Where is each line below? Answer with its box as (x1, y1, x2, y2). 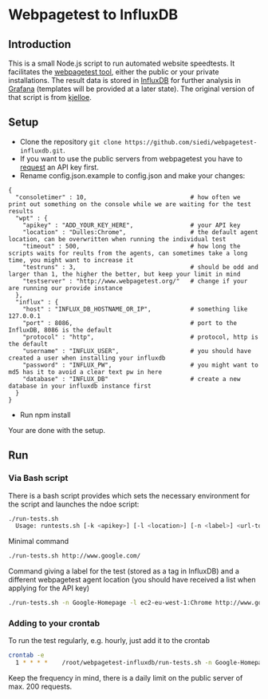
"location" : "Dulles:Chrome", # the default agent (22, 228, 259, 236)
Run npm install (19, 410, 71, 419)
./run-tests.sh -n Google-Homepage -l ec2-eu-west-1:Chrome (8, 599, 213, 607)
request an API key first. (19, 162, 100, 172)
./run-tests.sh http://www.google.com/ (8, 552, 141, 560)
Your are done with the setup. (8, 425, 106, 435)
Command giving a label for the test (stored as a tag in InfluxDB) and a (8, 566, 239, 576)
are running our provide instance (8, 284, 124, 292)
